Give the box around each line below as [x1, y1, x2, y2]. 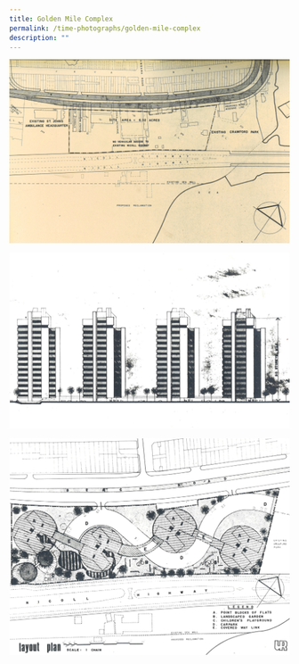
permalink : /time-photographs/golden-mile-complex [9, 23, 201, 33]
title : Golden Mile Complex [9, 14, 114, 23]
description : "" [9, 33, 69, 42]
